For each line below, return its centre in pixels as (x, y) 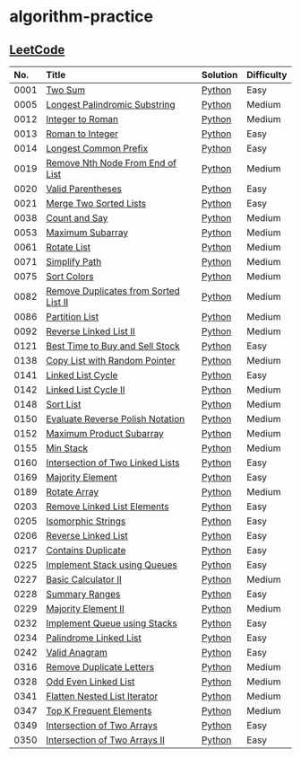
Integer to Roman (82, 119)
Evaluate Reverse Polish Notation (116, 419)
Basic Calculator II (84, 579)
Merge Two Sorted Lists (96, 203)
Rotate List (69, 247)
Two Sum (66, 90)
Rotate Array (73, 492)
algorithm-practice (82, 17)
